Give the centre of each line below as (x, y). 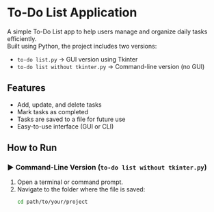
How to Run (32, 148)
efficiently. (22, 38)
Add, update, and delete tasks (59, 105)
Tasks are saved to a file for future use (71, 119)
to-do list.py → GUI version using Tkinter (77, 59)
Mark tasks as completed (53, 111)
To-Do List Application (72, 13)
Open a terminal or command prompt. (70, 182)
